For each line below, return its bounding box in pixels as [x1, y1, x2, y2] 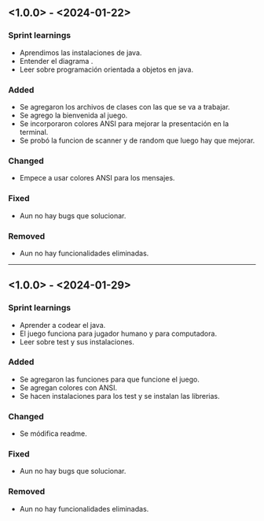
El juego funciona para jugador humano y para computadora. [19, 329, 218, 338]
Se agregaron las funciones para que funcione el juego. [19, 374, 200, 384]
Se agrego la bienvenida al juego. [19, 110, 128, 120]
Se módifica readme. [19, 429, 88, 438]
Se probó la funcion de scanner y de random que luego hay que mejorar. [19, 136, 255, 145]
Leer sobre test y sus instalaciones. [19, 337, 135, 346]
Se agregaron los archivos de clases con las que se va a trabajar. [19, 102, 230, 111]
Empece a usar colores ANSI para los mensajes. [19, 173, 175, 183]
